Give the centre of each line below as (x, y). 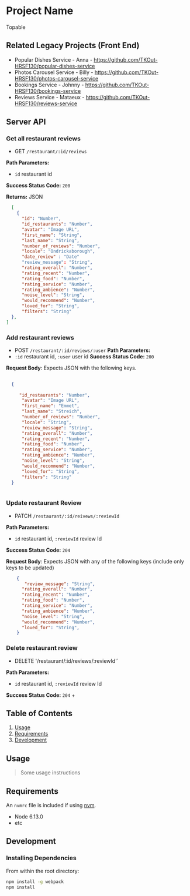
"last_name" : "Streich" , (52, 412)
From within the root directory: (43, 871)
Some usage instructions (50, 773)
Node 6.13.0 (29, 817)
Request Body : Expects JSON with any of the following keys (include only (95, 561)
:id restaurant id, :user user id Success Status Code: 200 (84, 356)
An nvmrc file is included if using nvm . (51, 806)
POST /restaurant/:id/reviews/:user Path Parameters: (82, 350)
